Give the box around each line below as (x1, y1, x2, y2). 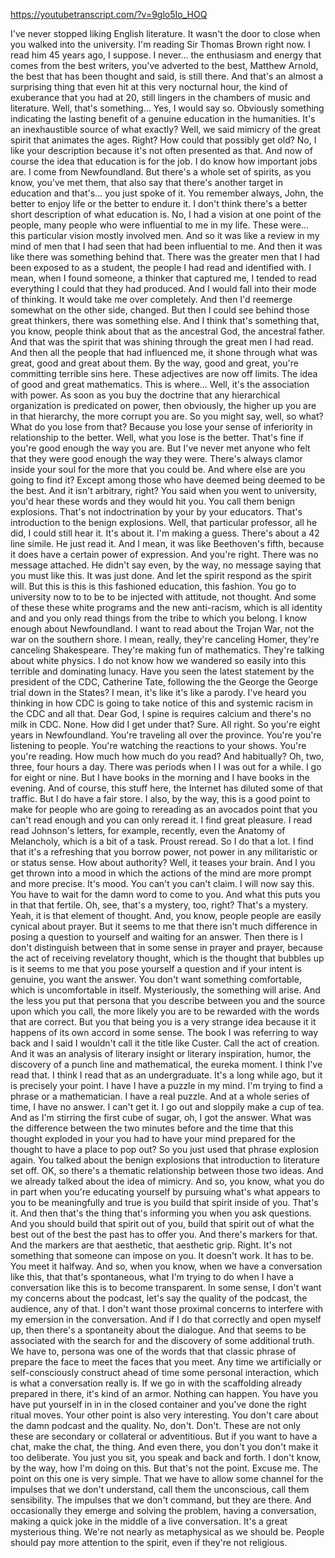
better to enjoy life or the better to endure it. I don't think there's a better (10, 198, 308, 209)
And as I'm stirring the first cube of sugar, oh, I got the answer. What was (10, 1112, 312, 1123)
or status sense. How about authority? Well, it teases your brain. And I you (10, 857, 316, 868)
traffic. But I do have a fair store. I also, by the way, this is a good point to (10, 793, 311, 804)
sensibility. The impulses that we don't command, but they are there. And (10, 1494, 312, 1506)
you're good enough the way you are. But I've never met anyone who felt (10, 442, 311, 454)
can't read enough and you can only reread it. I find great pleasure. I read (10, 814, 313, 826)
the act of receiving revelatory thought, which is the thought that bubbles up (10, 952, 325, 964)
